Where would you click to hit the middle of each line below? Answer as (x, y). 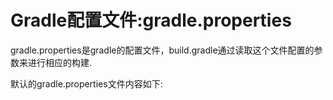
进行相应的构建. (60, 62)
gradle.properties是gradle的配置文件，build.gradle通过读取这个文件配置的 (162, 50)
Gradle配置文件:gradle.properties (151, 20)
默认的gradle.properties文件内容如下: (86, 83)
